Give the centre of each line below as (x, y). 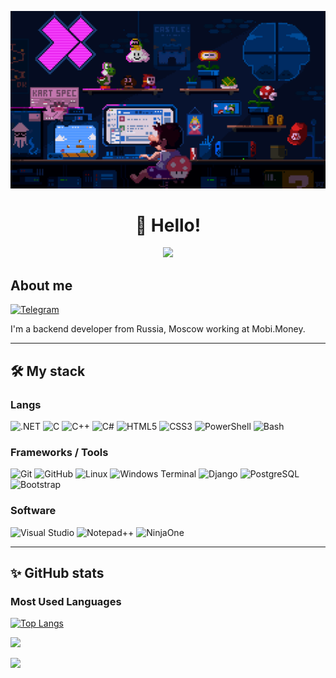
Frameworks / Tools (59, 452)
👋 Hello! (168, 225)
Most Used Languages (66, 601)
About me (41, 285)
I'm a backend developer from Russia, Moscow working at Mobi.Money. (158, 329)
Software (33, 511)
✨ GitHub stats (57, 572)
